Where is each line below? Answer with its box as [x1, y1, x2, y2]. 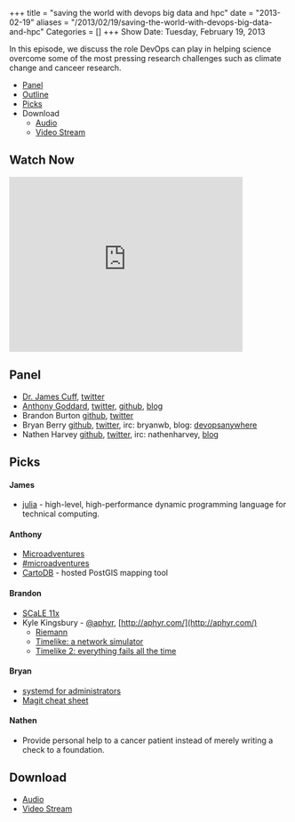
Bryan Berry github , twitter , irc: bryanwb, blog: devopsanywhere [21, 419, 258, 430]
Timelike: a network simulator [35, 635, 144, 647]
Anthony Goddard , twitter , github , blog [21, 400, 163, 411]
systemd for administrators [21, 685, 122, 696]
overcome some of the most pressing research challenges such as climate [9, 53, 282, 63]
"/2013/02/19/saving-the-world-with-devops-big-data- [70, 17, 273, 28]
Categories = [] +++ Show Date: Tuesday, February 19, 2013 [45, 27, 266, 36]
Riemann [35, 626, 68, 637]
